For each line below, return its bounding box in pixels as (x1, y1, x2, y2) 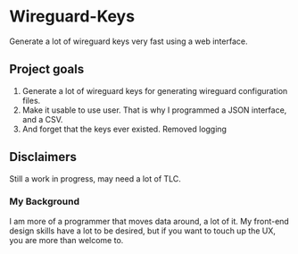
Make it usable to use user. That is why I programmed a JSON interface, (21, 105, 287, 115)
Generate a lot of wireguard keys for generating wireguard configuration (21, 85, 288, 96)
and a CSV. (21, 114, 63, 124)
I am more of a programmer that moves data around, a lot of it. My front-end (9, 216, 290, 226)
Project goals (9, 62, 85, 77)
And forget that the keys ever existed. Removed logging (21, 123, 228, 134)
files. (21, 95, 41, 106)
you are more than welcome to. (9, 234, 124, 245)
